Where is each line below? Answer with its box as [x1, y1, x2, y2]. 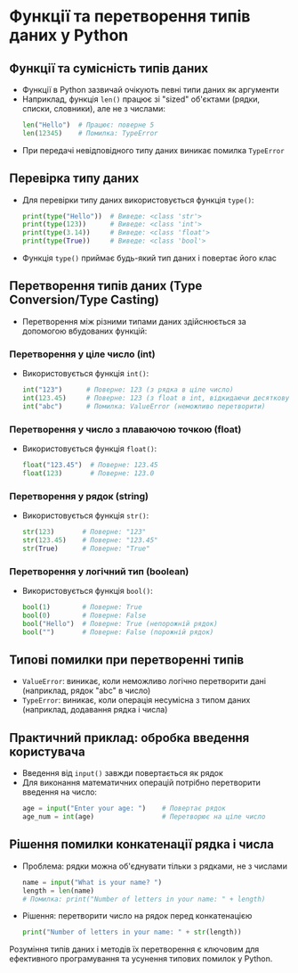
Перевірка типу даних [9, 171, 140, 186]
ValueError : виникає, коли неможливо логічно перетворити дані [21, 676, 267, 687]
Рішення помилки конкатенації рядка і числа [9, 837, 274, 853]
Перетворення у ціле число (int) [9, 348, 156, 360]
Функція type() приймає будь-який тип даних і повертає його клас [21, 252, 278, 264]
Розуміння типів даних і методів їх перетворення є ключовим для [9, 944, 260, 955]
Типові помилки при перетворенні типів [9, 652, 245, 667]
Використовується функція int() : [21, 368, 149, 379]
